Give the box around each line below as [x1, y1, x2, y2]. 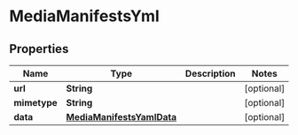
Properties [9, 41, 69, 56]
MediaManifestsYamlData [66, 111, 177, 123]
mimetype [13, 97, 58, 109]
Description [184, 68, 237, 79]
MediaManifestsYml [9, 6, 160, 26]
